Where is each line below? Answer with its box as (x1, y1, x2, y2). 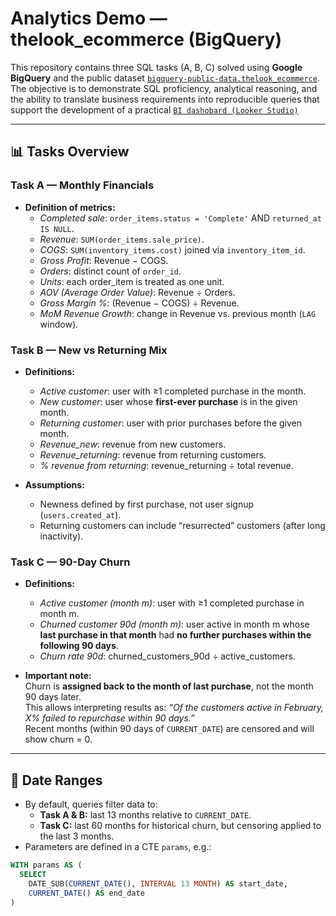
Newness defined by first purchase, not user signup (39, 498, 255, 510)
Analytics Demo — (10, 7, 168, 30)
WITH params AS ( (10, 860, 83, 871)
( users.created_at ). (39, 508, 122, 521)
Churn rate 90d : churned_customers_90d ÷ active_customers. (39, 650, 296, 662)
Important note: (24, 670, 92, 682)
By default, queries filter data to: (24, 798, 158, 811)
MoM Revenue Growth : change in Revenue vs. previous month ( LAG (39, 307, 317, 319)
